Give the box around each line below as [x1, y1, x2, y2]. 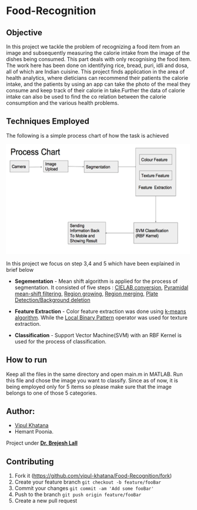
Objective [6, 28, 43, 38]
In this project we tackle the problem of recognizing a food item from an [6, 43, 181, 50]
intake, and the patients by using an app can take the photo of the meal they [6, 81, 191, 88]
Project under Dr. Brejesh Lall [6, 439, 78, 446]
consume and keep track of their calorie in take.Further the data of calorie [6, 87, 185, 94]
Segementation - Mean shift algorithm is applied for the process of [14, 278, 178, 285]
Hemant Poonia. [14, 428, 54, 435]
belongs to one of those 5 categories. [6, 389, 97, 396]
